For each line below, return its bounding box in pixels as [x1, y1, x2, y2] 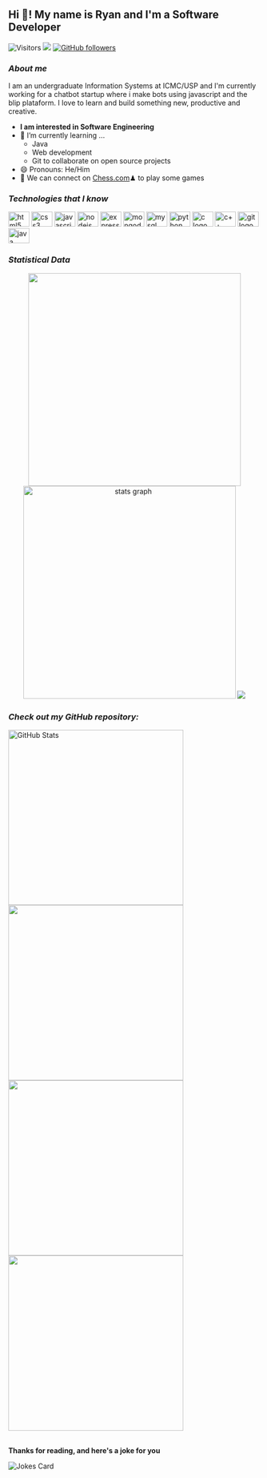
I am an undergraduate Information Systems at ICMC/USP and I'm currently [8, 81, 257, 91]
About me [8, 62, 48, 74]
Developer [8, 21, 62, 34]
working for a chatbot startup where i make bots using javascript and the [8, 90, 248, 99]
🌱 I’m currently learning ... [19, 131, 106, 140]
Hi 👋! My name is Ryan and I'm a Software [8, 8, 220, 22]
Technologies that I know [8, 193, 109, 204]
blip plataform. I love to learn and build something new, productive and [8, 98, 241, 108]
